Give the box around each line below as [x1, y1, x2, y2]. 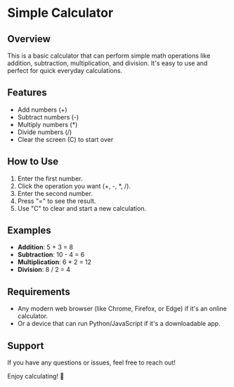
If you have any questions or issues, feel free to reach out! [7, 358, 176, 367]
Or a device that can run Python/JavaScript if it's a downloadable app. [17, 320, 221, 328]
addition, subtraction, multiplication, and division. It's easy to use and [7, 59, 208, 67]
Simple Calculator [7, 5, 114, 21]
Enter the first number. [17, 174, 83, 183]
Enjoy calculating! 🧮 [7, 372, 65, 381]
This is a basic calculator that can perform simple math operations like [7, 51, 211, 60]
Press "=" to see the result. [17, 197, 96, 205]
